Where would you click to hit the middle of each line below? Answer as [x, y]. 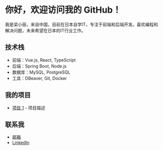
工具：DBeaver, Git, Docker [39, 78]
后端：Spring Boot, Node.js [39, 66]
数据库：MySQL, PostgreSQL [41, 72]
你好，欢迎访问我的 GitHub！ [63, 10]
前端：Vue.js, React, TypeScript [44, 60]
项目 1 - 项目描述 [28, 108]
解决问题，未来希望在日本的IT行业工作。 [45, 30]
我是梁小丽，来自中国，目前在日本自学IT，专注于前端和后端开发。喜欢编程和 [81, 24]
